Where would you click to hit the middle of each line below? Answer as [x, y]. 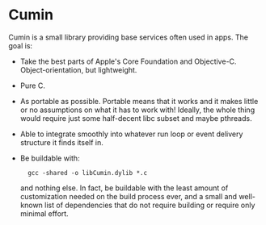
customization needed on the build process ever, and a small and [128, 196]
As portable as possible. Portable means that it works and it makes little [139, 101]
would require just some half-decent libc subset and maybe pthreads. [136, 118]
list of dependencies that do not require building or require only [150, 205]
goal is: [21, 45]
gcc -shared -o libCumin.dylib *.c [88, 173]
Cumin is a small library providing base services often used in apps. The [129, 37]
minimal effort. [44, 213]
